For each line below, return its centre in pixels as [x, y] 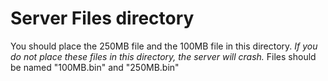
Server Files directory [102, 18]
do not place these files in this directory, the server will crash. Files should [163, 56]
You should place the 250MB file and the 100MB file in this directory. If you [164, 46]
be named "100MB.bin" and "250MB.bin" [95, 67]
